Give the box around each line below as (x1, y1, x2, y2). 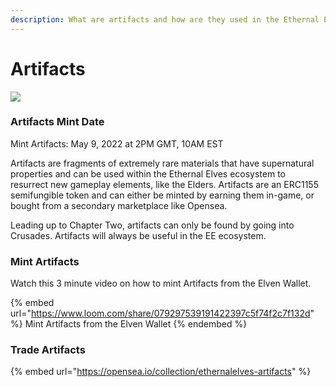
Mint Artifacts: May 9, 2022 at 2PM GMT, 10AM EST (10, 137, 224, 150)
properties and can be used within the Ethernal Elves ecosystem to (10, 167, 287, 180)
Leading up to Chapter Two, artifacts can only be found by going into (10, 219, 295, 231)
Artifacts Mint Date (10, 115, 105, 129)
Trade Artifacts (10, 343, 86, 357)
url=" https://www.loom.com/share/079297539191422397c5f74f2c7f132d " (10, 307, 315, 320)
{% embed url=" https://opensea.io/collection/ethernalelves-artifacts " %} (10, 366, 312, 378)
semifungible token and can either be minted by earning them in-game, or (10, 189, 315, 201)
